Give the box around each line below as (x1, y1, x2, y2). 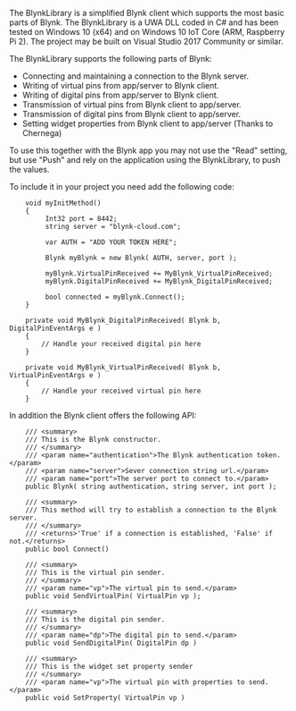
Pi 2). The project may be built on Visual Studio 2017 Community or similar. (9, 36, 284, 47)
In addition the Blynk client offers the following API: (9, 411, 197, 420)
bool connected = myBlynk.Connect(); (45, 292, 185, 301)
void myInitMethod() (25, 199, 102, 207)
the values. (9, 165, 50, 174)
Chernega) (21, 128, 62, 138)
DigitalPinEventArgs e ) (9, 324, 102, 333)
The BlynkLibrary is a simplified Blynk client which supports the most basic (9, 8, 285, 18)
